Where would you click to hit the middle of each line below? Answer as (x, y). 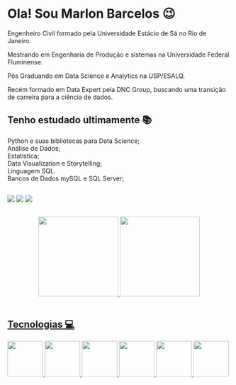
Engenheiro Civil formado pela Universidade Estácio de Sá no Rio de (107, 33)
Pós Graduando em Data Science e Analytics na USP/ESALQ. (96, 76)
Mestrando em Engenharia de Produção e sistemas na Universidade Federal (118, 54)
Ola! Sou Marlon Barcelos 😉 (91, 14)
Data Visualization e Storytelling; (55, 163)
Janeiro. (19, 40)
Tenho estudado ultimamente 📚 (80, 120)
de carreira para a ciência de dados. (60, 97)
